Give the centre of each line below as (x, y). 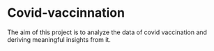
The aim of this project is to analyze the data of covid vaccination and (107, 32)
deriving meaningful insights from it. (59, 39)
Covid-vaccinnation (66, 13)
